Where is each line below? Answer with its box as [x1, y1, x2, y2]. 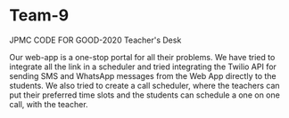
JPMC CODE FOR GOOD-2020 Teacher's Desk [9, 35, 182, 45]
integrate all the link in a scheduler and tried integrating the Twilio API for [9, 61, 277, 72]
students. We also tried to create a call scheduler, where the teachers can [9, 80, 280, 90]
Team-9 [9, 5, 70, 26]
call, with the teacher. [9, 98, 88, 109]
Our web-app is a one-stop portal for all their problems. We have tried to [9, 51, 276, 62]
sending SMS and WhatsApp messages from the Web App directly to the [9, 70, 277, 81]
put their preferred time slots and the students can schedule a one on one [9, 90, 281, 100]
